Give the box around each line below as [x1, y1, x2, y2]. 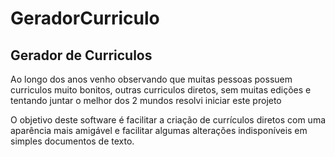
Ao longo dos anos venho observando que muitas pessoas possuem [10, 73, 293, 85]
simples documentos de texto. [10, 135, 135, 147]
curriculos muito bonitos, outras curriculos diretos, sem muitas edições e [10, 84, 312, 96]
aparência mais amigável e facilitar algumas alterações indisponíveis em [10, 125, 308, 136]
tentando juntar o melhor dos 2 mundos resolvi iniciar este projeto [10, 95, 282, 106]
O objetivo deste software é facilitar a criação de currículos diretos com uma [10, 114, 326, 126]
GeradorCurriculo [10, 7, 160, 30]
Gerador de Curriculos [10, 47, 153, 64]
